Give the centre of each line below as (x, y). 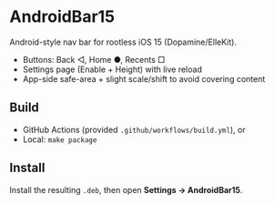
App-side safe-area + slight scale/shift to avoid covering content (144, 78)
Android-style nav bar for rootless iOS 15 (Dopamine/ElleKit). (123, 42)
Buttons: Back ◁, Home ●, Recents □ (94, 59)
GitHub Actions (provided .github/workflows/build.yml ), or (134, 129)
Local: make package (60, 139)
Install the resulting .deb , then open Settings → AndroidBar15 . (126, 189)
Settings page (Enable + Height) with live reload (112, 69)
